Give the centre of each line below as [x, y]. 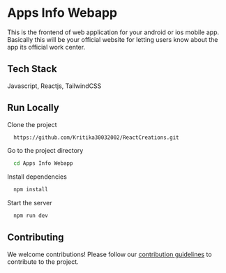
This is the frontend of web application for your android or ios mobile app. [113, 32]
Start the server [30, 203]
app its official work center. [46, 47]
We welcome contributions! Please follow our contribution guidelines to [110, 254]
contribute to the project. [43, 261]
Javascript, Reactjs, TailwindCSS [54, 86]
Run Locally [33, 108]
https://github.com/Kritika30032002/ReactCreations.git [96, 138]
